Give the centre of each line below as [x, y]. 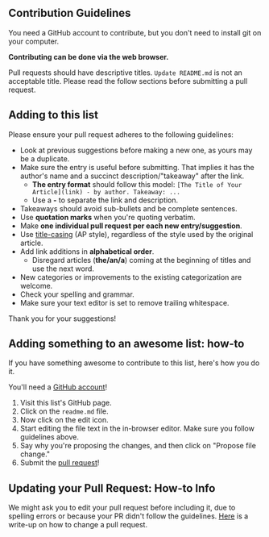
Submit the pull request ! [60, 463]
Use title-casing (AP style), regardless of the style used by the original [137, 234]
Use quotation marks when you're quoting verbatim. [108, 217]
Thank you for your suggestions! [62, 318]
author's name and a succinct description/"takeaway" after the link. [132, 176]
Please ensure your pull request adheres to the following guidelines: [121, 134]
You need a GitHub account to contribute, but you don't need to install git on [135, 32]
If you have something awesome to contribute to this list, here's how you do [134, 363]
